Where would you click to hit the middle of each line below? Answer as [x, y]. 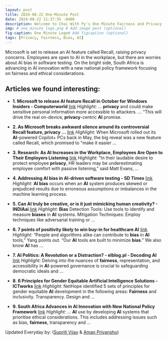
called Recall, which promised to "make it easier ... [64, 143]
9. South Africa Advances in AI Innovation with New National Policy [83, 306]
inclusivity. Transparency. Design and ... [53, 296]
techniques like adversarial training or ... [53, 220]
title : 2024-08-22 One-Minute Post [42, 15]
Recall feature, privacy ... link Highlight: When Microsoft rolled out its [84, 132]
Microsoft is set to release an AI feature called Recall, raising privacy [76, 52]
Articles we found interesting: [53, 89]
